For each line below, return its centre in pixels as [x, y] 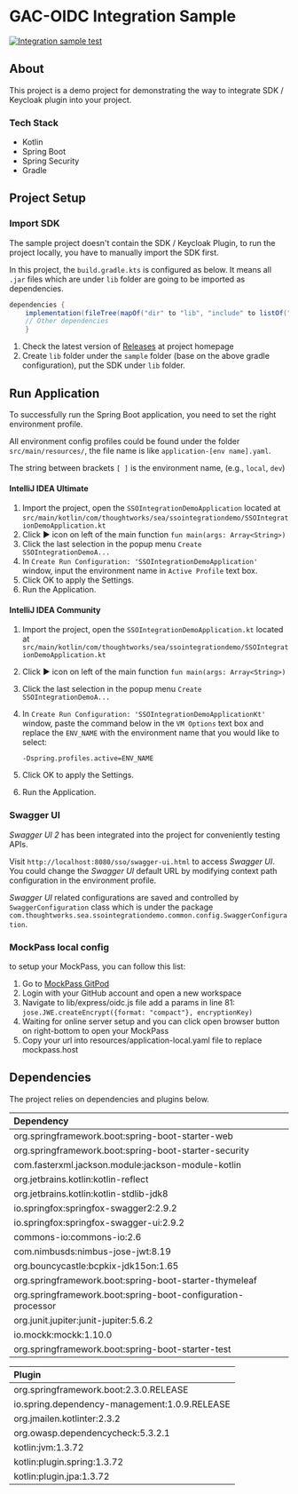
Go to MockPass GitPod [65, 984]
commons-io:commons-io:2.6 [78, 1236]
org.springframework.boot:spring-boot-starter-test [122, 1349]
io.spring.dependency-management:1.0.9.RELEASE [122, 1403]
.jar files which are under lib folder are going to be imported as [127, 279]
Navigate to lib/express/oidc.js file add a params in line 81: [128, 1003]
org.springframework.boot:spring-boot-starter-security [132, 1150]
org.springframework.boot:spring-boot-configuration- [129, 1294]
